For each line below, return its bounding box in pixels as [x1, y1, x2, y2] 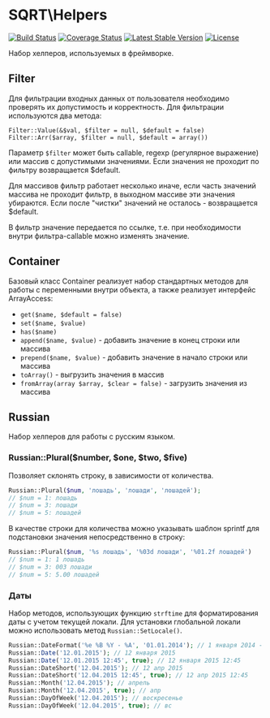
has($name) [19, 327, 58, 336]
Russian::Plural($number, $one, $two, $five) [8, 452, 188, 464]
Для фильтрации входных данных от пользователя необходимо [8, 93, 229, 103]
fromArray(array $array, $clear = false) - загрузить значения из [19, 378, 247, 387]
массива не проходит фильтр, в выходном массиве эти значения [8, 189, 235, 199]
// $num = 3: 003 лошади [8, 563, 92, 571]
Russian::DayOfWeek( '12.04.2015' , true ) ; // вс [8, 701, 173, 710]
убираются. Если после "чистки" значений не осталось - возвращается [8, 197, 258, 208]
